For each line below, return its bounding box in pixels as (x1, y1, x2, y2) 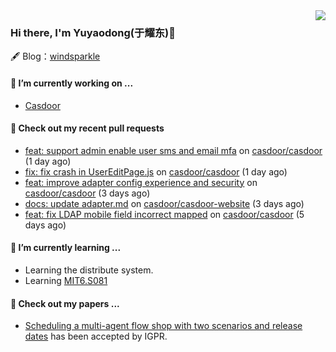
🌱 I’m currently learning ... (10, 242, 122, 254)
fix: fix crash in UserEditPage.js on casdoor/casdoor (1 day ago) (24, 165, 288, 178)
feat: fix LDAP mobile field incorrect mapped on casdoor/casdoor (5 (24, 208, 305, 220)
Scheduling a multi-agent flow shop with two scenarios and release (24, 320, 303, 332)
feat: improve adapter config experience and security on (24, 176, 258, 188)
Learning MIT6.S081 (24, 274, 108, 286)
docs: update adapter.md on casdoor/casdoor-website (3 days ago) (24, 197, 305, 209)
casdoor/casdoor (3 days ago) (24, 187, 151, 199)
